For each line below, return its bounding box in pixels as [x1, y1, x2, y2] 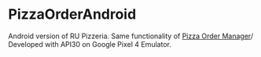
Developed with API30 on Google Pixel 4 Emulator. [8, 39, 171, 48]
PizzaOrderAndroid [8, 5, 137, 23]
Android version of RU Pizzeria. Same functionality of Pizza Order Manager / [8, 31, 254, 41]
